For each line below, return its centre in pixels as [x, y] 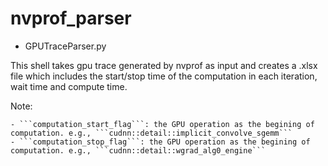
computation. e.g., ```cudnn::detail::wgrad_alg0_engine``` [138, 150]
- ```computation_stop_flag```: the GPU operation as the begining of [160, 142]
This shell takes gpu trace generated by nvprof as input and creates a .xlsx [164, 65]
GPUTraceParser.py [65, 46]
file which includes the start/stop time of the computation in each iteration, [164, 76]
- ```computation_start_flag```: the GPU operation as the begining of [162, 124]
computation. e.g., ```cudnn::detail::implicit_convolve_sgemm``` [151, 133]
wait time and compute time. [69, 86]
